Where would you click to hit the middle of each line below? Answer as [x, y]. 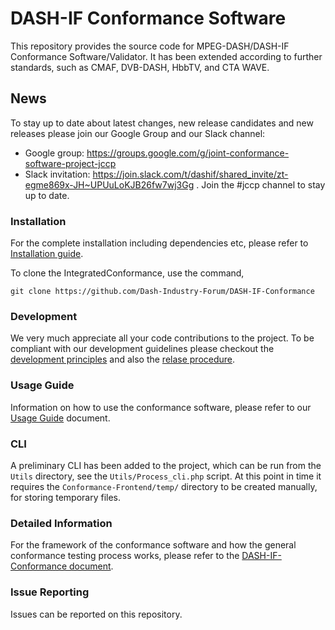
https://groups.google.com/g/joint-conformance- [188, 153]
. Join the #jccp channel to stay [261, 184]
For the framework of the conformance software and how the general [153, 545]
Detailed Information [61, 523]
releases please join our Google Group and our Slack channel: [138, 133]
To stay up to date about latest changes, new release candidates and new [162, 123]
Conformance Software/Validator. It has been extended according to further [166, 56]
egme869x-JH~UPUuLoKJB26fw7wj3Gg [109, 184]
